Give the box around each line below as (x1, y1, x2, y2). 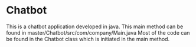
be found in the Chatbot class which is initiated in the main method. (6, 35, 170, 42)
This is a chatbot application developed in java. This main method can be (6, 23, 184, 30)
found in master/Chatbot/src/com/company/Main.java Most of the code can (6, 29, 190, 36)
